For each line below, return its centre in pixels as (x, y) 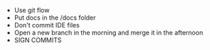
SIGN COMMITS (38, 40)
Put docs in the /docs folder (55, 18)
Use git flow (32, 10)
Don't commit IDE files (47, 25)
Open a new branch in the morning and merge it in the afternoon (109, 32)
